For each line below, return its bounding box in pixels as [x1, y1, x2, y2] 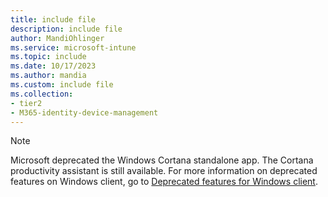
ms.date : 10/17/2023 [10, 61, 97, 71]
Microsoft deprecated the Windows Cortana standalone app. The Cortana [10, 154, 314, 166]
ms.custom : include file [10, 80, 114, 90]
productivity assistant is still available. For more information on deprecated [10, 165, 318, 177]
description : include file [10, 24, 123, 34]
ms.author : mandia [10, 71, 87, 81]
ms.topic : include [10, 52, 87, 62]
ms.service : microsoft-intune [10, 42, 137, 53]
